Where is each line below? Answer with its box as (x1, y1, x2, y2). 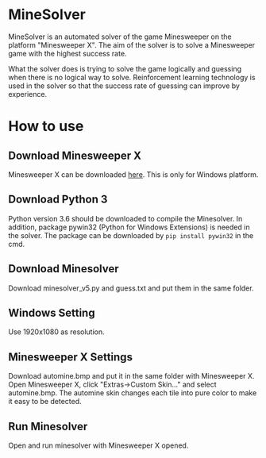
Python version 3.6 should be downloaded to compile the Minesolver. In (8, 214, 243, 223)
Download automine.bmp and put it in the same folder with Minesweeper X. (8, 371, 255, 381)
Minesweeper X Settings (8, 350, 133, 364)
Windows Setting (8, 306, 95, 319)
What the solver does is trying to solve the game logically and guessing (8, 64, 242, 73)
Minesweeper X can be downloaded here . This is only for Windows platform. (8, 169, 259, 179)
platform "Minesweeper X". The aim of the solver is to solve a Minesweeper (8, 40, 256, 49)
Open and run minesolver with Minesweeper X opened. (8, 441, 189, 450)
